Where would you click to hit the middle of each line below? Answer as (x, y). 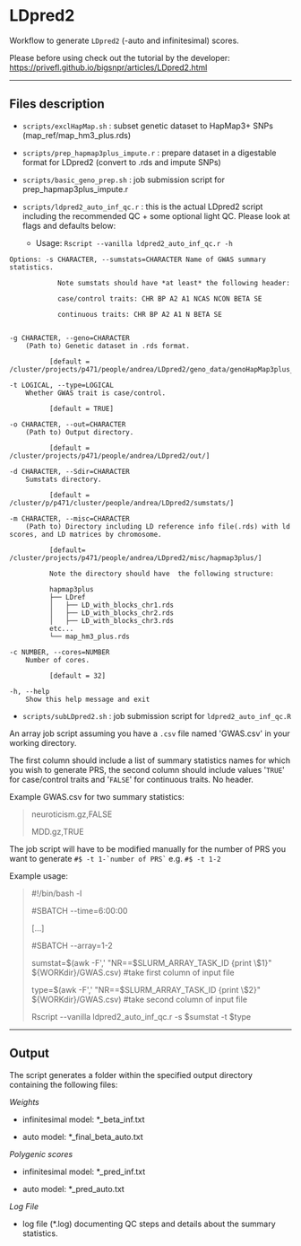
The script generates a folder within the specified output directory (131, 1075)
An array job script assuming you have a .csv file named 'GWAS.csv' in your (150, 733)
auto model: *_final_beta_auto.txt (82, 1136)
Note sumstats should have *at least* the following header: (174, 283)
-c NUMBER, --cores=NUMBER (60, 652)
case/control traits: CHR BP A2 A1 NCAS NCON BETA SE (159, 298)
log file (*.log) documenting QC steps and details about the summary (149, 1224)
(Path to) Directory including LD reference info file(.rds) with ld (158, 526)
